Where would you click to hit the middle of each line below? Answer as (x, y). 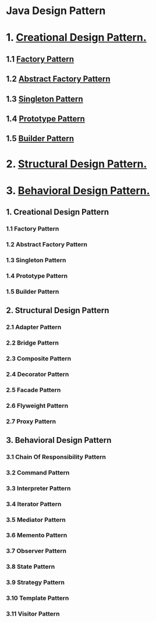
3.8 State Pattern (31, 567)
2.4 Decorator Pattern (38, 374)
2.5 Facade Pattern (33, 390)
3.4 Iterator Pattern (34, 504)
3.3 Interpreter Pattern (38, 488)
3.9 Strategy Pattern (36, 582)
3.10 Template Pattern (38, 598)
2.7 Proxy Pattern (31, 421)
